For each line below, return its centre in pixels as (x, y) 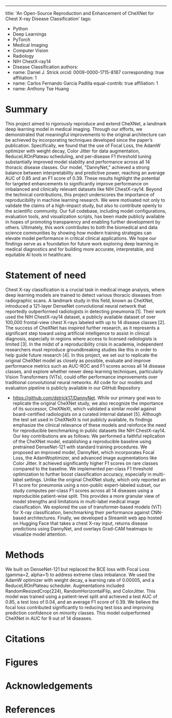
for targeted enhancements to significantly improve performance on (77, 183)
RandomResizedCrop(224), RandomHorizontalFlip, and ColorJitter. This (80, 591)
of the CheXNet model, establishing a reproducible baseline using (82, 441)
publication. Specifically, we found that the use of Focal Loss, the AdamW (83, 145)
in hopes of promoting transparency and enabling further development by (83, 222)
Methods (25, 555)
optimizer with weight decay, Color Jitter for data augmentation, (73, 151)
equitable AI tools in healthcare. (39, 254)
